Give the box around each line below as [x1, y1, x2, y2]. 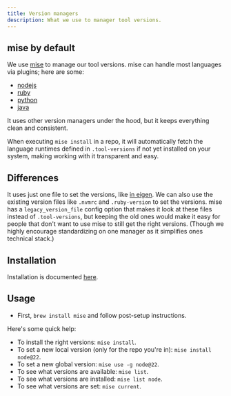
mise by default [7, 42, 76, 54]
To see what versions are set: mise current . [17, 381, 141, 390]
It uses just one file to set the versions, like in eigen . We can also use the [7, 191, 214, 199]
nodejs [17, 81, 37, 90]
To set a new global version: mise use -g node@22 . [17, 360, 160, 368]
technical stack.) [7, 234, 54, 243]
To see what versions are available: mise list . [17, 367, 149, 375]
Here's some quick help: [7, 324, 77, 332]
